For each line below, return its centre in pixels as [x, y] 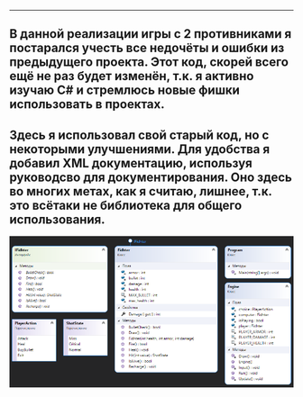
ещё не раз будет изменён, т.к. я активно [132, 76]
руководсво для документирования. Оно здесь [151, 177]
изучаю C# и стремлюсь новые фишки [125, 90]
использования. [57, 219]
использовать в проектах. [87, 104]
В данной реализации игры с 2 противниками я [151, 34]
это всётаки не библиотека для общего [126, 205]
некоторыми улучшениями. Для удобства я [140, 149]
